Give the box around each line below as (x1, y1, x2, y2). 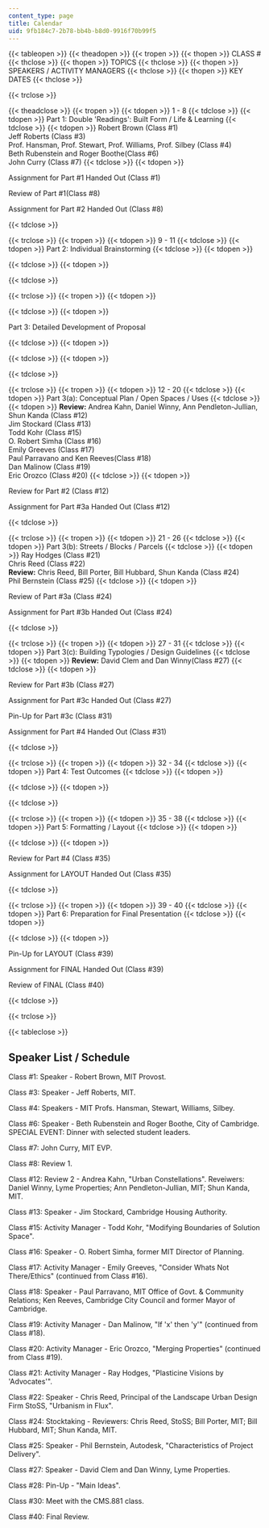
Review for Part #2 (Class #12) (8, 486, 110, 496)
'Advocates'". (8, 1377, 52, 1387)
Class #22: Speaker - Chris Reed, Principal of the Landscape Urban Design (8, 1392, 258, 1402)
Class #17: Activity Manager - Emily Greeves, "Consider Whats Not (8, 1262, 230, 1272)
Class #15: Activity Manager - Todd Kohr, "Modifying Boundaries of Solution (8, 1223, 260, 1233)
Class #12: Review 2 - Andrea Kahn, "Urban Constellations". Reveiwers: (8, 1174, 245, 1184)
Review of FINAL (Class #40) (8, 980, 105, 990)
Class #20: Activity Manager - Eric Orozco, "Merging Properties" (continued (8, 1344, 261, 1354)
